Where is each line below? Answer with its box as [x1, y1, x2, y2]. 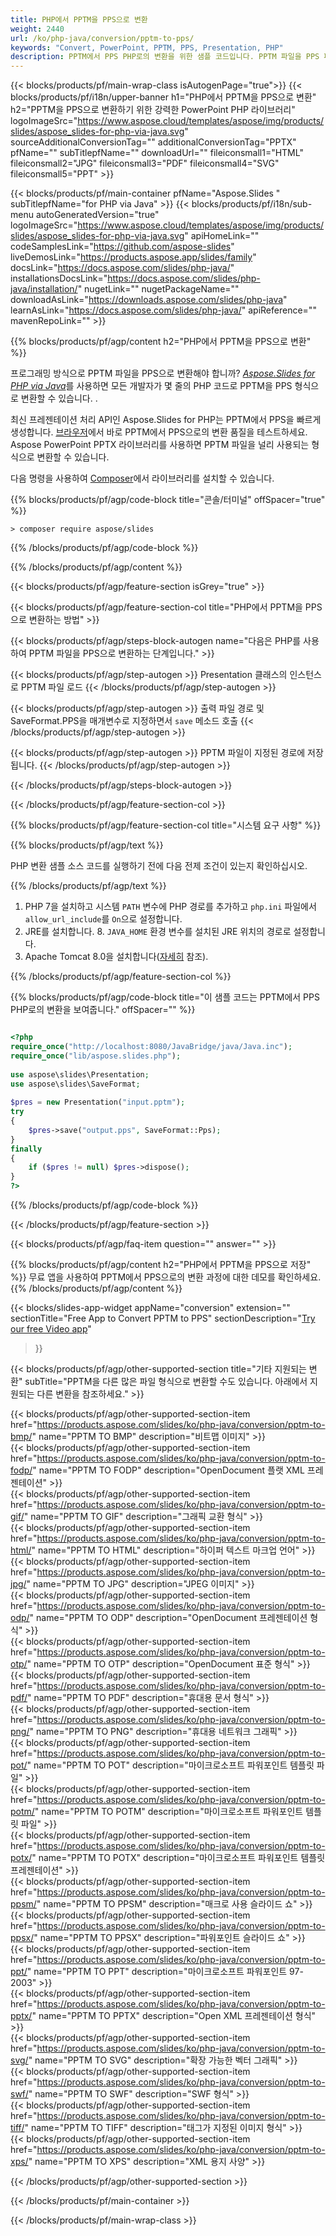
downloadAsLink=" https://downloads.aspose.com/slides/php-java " [10, 294, 288, 306]
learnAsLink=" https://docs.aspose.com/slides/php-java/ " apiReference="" [10, 304, 317, 316]
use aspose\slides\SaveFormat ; [10, 1079, 141, 1089]
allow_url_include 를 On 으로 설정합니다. [24, 913, 183, 925]
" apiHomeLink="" [184, 230, 260, 242]
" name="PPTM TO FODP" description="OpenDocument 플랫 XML [32, 1464, 305, 1476]
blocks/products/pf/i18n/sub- [191, 198, 313, 210]
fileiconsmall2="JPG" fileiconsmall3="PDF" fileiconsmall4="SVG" [10, 157, 280, 170]
